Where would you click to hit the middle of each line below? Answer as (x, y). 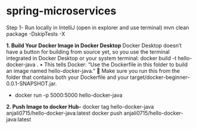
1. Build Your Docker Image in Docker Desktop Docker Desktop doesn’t (94, 45)
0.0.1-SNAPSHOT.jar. (32, 83)
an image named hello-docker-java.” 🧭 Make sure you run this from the (93, 70)
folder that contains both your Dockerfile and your (68, 77)
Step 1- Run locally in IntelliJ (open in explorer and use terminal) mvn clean (98, 27)
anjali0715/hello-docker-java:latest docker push (65, 113)
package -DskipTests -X (36, 33)
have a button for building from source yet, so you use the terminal (88, 51)
